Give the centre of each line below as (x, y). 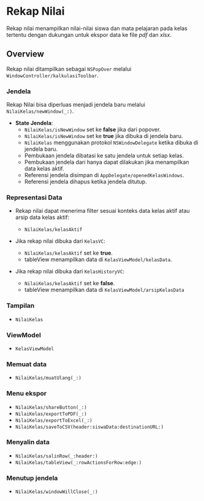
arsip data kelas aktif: (42, 217)
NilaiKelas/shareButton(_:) (51, 407)
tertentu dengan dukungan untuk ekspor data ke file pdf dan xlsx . (89, 34)
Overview (25, 54)
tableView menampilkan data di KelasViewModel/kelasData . (98, 259)
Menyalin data (28, 442)
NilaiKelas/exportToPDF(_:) (51, 414)
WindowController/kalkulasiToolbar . (53, 75)
